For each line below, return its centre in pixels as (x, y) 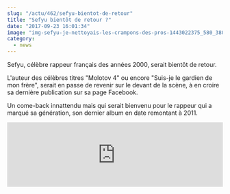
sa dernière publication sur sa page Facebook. (73, 92)
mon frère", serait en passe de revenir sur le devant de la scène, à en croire (113, 85)
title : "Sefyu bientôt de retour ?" (59, 20)
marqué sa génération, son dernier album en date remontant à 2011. (103, 113)
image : (16, 32)
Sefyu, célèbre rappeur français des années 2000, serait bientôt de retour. (112, 65)
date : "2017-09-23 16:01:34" (49, 26)
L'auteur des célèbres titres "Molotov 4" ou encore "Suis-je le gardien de (110, 78)
